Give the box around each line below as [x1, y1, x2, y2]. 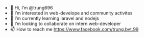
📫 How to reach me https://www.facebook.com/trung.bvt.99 [10, 26, 139, 32]
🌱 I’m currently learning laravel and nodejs [10, 15, 99, 21]
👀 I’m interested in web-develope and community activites [10, 10, 133, 16]
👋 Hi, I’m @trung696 [10, 5, 53, 10]
